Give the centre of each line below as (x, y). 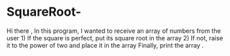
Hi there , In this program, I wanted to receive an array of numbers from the (114, 31)
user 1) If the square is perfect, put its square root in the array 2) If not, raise (115, 38)
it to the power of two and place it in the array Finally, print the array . (105, 45)
